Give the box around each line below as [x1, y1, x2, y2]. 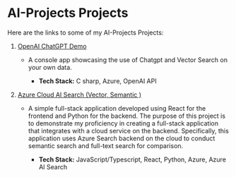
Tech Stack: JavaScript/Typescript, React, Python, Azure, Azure [38, 155, 226, 164]
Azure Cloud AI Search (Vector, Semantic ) [17, 90, 142, 99]
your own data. [28, 63, 72, 71]
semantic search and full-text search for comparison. [28, 141, 184, 149]
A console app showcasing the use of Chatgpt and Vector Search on [28, 55, 228, 64]
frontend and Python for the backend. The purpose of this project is [28, 111, 226, 120]
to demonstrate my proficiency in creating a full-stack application [28, 118, 219, 128]
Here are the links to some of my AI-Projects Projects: [7, 28, 164, 37]
